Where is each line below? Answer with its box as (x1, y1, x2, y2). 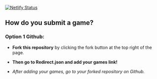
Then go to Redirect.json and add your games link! (12, 59, 118, 65)
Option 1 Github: (5, 33, 45, 40)
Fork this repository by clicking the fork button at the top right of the (12, 44, 152, 50)
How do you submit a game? (5, 19, 94, 27)
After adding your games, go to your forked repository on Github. (12, 68, 145, 74)
